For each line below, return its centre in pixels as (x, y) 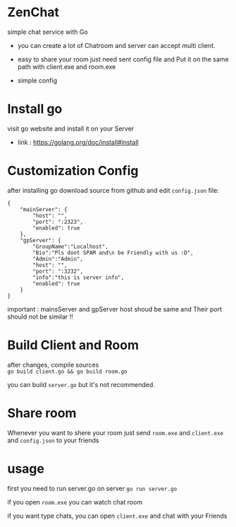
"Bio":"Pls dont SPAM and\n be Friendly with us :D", (113, 253)
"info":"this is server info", (79, 277)
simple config (37, 80)
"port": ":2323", (58, 222)
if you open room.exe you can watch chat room (75, 502)
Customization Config (73, 171)
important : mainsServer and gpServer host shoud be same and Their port (115, 309)
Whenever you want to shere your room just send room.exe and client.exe (116, 432)
